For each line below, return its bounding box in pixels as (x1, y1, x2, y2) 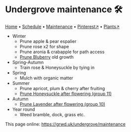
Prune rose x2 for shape (19, 43, 69, 49)
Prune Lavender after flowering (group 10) (19, 101, 105, 107)
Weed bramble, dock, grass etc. (19, 111, 85, 117)
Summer (12, 80, 30, 86)
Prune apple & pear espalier (19, 38, 77, 44)
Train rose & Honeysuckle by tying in (19, 65, 95, 70)
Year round (12, 106, 36, 112)
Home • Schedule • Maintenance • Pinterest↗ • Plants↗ (5, 23, 120, 30)
